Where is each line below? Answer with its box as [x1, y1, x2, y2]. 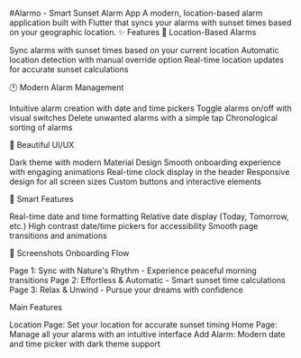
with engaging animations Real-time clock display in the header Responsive [9, 167, 290, 177]
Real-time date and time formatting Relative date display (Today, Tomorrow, [9, 211, 289, 222]
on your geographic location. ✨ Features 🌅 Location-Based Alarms [9, 27, 257, 37]
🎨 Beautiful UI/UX [9, 140, 75, 150]
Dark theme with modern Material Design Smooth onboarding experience [9, 157, 282, 168]
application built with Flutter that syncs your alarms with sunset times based [9, 17, 292, 28]
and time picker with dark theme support [9, 338, 160, 349]
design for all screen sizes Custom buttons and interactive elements [9, 176, 261, 187]
